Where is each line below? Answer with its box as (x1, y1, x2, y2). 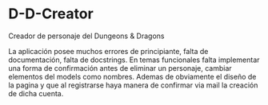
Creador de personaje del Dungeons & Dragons (8, 31, 165, 41)
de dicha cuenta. (8, 88, 64, 98)
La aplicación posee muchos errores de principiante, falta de (8, 46, 209, 56)
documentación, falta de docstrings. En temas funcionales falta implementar (8, 55, 260, 64)
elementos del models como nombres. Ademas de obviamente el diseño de (8, 72, 257, 81)
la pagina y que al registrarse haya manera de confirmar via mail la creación (8, 80, 258, 90)
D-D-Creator (8, 5, 94, 23)
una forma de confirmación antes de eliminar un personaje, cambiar (8, 63, 232, 72)
